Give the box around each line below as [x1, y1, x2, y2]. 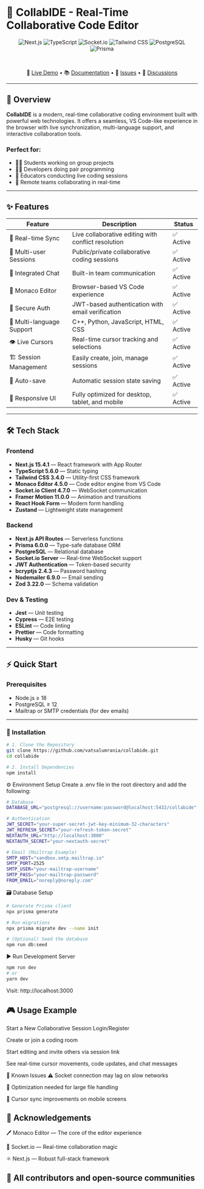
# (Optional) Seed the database [6, 936, 88, 942]
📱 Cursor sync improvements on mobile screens [6, 1095, 127, 1103]
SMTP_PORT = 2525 [6, 861, 45, 867]
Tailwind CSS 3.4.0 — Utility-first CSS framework [15, 474, 140, 481]
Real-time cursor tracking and [72, 335, 158, 343]
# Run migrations [6, 920, 50, 926]
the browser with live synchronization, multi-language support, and [6, 123, 174, 131]
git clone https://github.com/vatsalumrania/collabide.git [6, 747, 159, 754]
